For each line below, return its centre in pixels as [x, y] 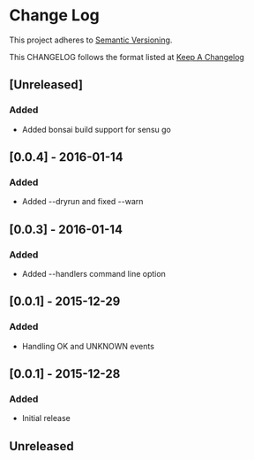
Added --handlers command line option [93, 274]
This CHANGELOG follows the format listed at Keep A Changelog [127, 57]
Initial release [46, 418]
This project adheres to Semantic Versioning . [91, 40]
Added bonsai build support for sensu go [97, 129]
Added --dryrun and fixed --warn [82, 202]
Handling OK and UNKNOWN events [88, 346]
